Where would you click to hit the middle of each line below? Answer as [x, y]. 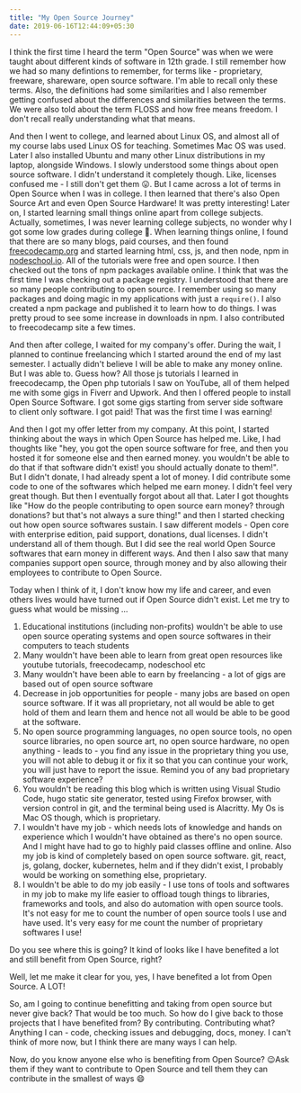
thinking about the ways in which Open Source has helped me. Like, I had [145, 438]
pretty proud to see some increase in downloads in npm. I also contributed [147, 318]
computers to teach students [76, 645]
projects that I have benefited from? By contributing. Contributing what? [142, 1023]
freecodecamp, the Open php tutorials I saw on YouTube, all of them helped [150, 382]
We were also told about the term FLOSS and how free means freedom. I [144, 109]
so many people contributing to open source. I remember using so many [143, 289]
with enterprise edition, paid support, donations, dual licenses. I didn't [139, 534]
